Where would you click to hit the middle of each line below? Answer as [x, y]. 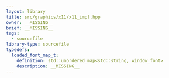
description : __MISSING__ [48, 66]
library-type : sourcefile [37, 45]
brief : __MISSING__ [30, 28]
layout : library [26, 11]
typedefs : [18, 50]
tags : [13, 33]
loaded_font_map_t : [35, 55]
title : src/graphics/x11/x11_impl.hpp [53, 17]
